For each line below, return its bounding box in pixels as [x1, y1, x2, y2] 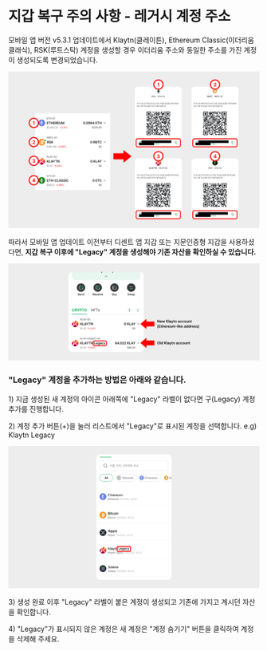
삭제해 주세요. [16, 633, 60, 643]
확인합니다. [16, 607, 52, 617]
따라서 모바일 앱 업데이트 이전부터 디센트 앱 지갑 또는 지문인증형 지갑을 [8, 237, 227, 247]
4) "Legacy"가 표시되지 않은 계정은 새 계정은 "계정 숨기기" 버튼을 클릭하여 [8, 624, 239, 633]
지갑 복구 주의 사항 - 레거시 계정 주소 [8, 7, 231, 26]
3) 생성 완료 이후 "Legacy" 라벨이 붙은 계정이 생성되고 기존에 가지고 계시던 [8, 597, 241, 606]
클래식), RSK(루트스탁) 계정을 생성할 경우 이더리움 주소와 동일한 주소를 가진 [8, 45, 242, 54]
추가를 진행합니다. [8, 404, 65, 413]
